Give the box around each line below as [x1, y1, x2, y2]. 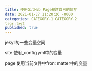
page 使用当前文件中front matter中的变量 [5, 60, 88, 66]
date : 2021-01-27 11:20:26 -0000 [5, 12, 73, 17]
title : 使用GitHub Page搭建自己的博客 [5, 7, 77, 12]
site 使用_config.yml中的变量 [5, 50, 62, 56]
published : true [5, 25, 38, 30]
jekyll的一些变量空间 [5, 40, 45, 46]
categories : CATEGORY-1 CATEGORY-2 [5, 16, 77, 21]
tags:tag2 [5, 21, 25, 26]
